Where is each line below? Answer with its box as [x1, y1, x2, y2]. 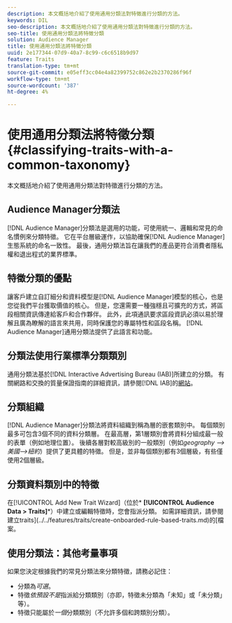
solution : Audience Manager [7, 36, 89, 43]
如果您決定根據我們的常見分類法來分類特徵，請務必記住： [7, 567, 173, 575]
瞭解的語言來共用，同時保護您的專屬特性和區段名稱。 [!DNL [31, 318, 203, 327]
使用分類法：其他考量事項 [7, 547, 117, 559]
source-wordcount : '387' [7, 82, 80, 89]
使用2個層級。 [7, 456, 48, 465]
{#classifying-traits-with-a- [7, 142, 173, 158]
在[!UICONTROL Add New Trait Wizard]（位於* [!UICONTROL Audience [7, 498, 215, 507]
